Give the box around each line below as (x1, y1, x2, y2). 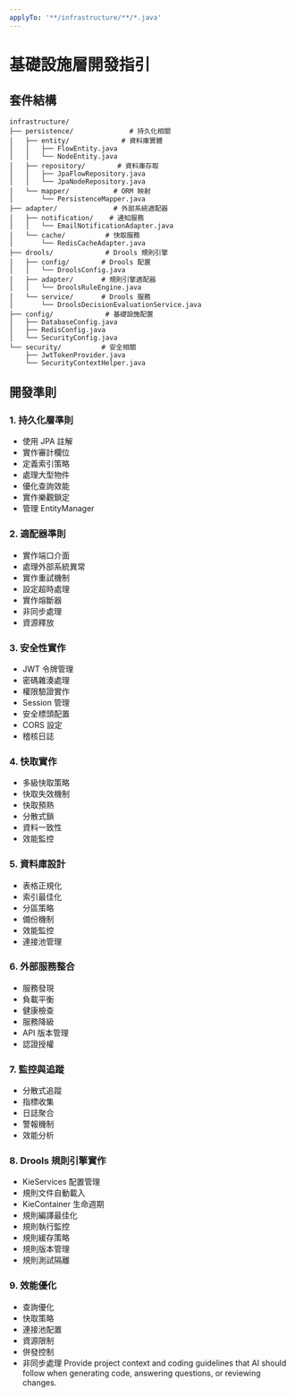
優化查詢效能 (21, 481, 70, 492)
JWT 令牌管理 (21, 664, 74, 674)
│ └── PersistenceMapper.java (9, 194, 146, 203)
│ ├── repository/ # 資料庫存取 (9, 161, 159, 170)
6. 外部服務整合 (9, 960, 76, 973)
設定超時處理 (21, 583, 70, 594)
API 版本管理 (21, 1027, 70, 1038)
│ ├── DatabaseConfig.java (9, 317, 118, 327)
